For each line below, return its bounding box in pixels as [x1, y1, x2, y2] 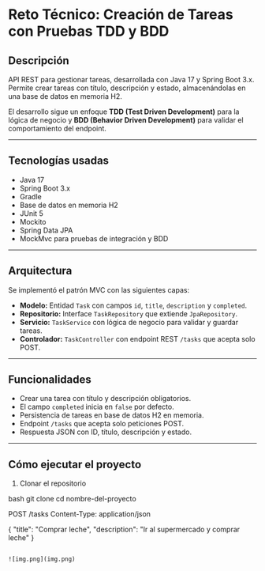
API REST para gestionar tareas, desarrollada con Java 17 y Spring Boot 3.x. [8, 75, 255, 84]
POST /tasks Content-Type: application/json [8, 509, 151, 519]
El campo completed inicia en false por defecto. [19, 402, 175, 412]
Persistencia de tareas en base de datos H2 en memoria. [19, 410, 204, 420]
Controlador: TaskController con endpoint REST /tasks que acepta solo [19, 334, 256, 343]
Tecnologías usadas [8, 154, 109, 168]
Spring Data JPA [19, 225, 73, 235]
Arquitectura [8, 264, 73, 278]
